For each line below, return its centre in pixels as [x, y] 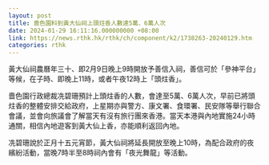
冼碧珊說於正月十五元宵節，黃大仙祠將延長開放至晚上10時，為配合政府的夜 [131, 143]
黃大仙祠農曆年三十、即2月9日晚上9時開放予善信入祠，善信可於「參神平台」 [134, 69]
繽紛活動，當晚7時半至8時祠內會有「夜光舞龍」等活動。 [100, 153]
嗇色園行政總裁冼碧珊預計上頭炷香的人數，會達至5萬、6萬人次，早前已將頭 [132, 96]
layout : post [30, 16]
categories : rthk [37, 45]
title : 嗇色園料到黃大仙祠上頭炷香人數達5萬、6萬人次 [87, 23]
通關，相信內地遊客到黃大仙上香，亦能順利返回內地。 [96, 126]
